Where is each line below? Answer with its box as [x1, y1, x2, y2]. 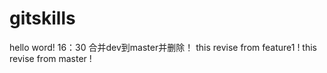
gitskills [9, 7, 76, 30]
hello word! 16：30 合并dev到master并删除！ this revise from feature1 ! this [9, 41, 317, 53]
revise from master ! [9, 52, 92, 64]
